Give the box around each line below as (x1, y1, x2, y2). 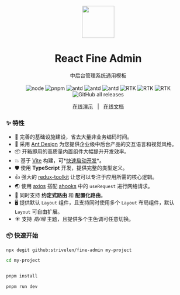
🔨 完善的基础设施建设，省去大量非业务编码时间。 (14, 133, 133, 140)
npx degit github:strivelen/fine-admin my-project (6, 247, 132, 253)
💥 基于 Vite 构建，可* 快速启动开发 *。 (14, 157, 105, 164)
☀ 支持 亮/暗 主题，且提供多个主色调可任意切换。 (14, 216, 134, 223)
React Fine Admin (54, 52, 142, 65)
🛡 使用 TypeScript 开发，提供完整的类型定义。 (14, 164, 128, 172)
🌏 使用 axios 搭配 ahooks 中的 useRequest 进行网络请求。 (14, 183, 153, 190)
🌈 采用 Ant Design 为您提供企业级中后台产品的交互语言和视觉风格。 (14, 141, 177, 148)
